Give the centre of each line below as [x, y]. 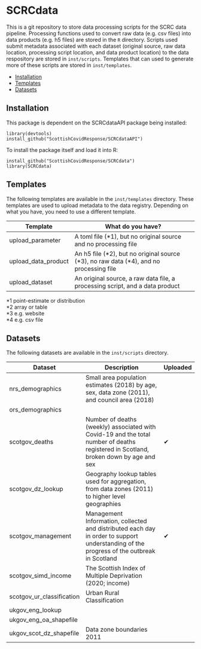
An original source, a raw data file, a [125, 278]
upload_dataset [31, 282]
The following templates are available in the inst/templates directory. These [100, 199]
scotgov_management [40, 536]
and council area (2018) [120, 400]
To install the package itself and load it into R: [62, 150]
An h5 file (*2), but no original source [127, 254]
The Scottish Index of [116, 568]
